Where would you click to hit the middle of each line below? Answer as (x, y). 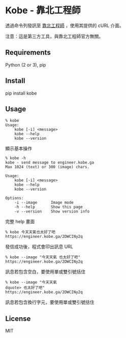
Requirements (28, 53)
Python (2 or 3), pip (26, 65)
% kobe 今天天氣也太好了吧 (30, 232)
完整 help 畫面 (20, 222)
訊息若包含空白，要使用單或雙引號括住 (45, 272)
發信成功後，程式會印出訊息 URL (39, 247)
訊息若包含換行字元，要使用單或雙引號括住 (50, 302)
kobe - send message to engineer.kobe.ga (50, 163)
